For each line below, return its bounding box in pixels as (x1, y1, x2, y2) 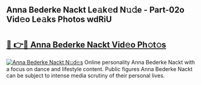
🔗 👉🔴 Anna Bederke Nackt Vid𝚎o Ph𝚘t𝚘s (6, 39, 166, 50)
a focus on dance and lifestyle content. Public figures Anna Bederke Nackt (6, 66, 193, 72)
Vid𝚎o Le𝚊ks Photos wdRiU (6, 15, 112, 25)
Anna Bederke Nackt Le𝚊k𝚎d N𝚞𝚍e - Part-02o (6, 5, 185, 15)
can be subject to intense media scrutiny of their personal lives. (6, 72, 165, 79)
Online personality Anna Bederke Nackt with (84, 59, 196, 66)
